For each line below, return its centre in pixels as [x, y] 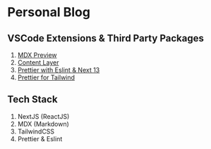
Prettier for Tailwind [46, 77]
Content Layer [38, 63]
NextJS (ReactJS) [43, 116]
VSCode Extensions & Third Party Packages [106, 38]
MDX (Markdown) [43, 124]
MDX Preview [37, 55]
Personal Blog [49, 12]
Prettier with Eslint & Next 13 [59, 70]
